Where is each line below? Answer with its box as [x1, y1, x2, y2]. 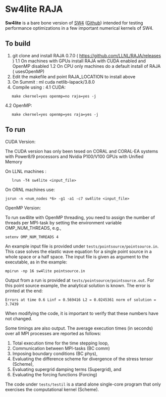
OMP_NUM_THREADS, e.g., [5, 225, 61, 231]
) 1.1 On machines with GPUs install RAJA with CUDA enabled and [12, 58, 146, 64]
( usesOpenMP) [12, 68, 45, 74]
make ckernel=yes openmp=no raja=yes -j [11, 94, 97, 99]
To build [5, 40, 31, 48]
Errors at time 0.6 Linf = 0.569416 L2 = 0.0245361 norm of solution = [5, 297, 156, 302]
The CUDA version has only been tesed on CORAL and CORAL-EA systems [5, 148, 159, 154]
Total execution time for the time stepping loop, [12, 340, 109, 346]
